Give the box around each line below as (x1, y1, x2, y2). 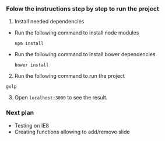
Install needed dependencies (14, 18, 85, 25)
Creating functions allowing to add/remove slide (14, 128, 130, 135)
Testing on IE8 (14, 122, 50, 129)
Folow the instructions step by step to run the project (6, 5, 159, 13)
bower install (14, 62, 49, 68)
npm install (14, 40, 44, 47)
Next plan (6, 109, 34, 117)
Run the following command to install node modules (14, 29, 139, 36)
